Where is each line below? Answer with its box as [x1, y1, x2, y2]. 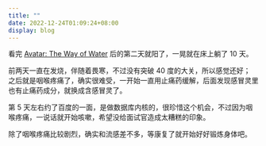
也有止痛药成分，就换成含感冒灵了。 [8, 86, 127, 95]
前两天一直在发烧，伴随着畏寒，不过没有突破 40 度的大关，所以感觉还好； [8, 66, 251, 75]
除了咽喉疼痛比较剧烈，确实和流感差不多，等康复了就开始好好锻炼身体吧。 [8, 129, 252, 139]
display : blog [8, 26, 56, 34]
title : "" [8, 11, 41, 20]
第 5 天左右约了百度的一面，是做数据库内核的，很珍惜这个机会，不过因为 [8, 102, 246, 112]
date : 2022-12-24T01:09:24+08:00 [8, 19, 119, 27]
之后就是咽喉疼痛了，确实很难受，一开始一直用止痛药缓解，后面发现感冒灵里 [8, 76, 259, 86]
